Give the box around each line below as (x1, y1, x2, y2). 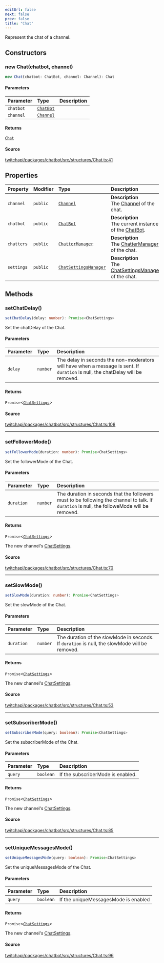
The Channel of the (110, 200, 155, 207)
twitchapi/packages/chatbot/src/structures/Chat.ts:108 (5, 421, 116, 427)
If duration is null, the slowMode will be (57, 640, 147, 647)
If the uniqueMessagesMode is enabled (59, 896, 150, 903)
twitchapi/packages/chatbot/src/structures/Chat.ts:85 (5, 827, 114, 833)
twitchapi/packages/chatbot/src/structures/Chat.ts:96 (5, 952, 114, 958)
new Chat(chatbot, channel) (5, 63, 73, 70)
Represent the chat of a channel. (5, 34, 71, 40)
